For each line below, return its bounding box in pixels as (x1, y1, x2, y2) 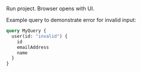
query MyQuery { (6, 28, 46, 34)
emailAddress (17, 44, 49, 50)
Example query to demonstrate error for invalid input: (6, 17, 136, 23)
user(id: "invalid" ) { (11, 33, 68, 39)
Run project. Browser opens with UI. (6, 5, 95, 12)
